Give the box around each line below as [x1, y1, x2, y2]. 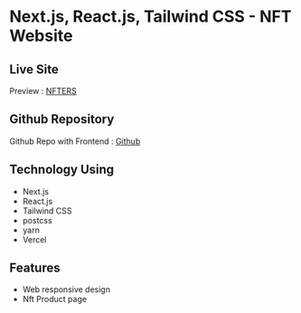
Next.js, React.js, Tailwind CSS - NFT [9, 6, 292, 27]
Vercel [22, 233, 47, 245]
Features [9, 261, 61, 276]
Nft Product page [22, 294, 88, 305]
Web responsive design [22, 284, 111, 295]
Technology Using [9, 162, 115, 177]
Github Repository [9, 111, 115, 128]
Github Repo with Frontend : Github [9, 136, 141, 147]
